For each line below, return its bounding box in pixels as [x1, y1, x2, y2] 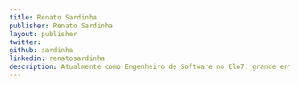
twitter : [9, 37, 42, 47]
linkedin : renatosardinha [9, 54, 105, 63]
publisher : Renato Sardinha [9, 21, 114, 30]
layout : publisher [9, 29, 77, 38]
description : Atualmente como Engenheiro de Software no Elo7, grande [9, 63, 277, 72]
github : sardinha [9, 46, 74, 55]
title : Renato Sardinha [9, 12, 98, 22]
